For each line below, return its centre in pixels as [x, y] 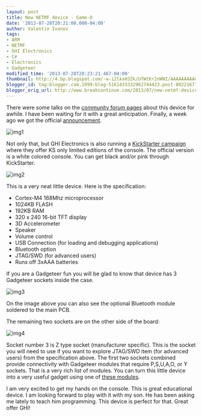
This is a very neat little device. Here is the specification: [76, 186]
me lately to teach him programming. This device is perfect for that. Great [97, 401]
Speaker [25, 230]
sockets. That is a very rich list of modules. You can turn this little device [96, 370]
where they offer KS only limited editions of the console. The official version [100, 150]
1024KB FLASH [34, 204]
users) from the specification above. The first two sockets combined [91, 358]
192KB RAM [29, 210]
